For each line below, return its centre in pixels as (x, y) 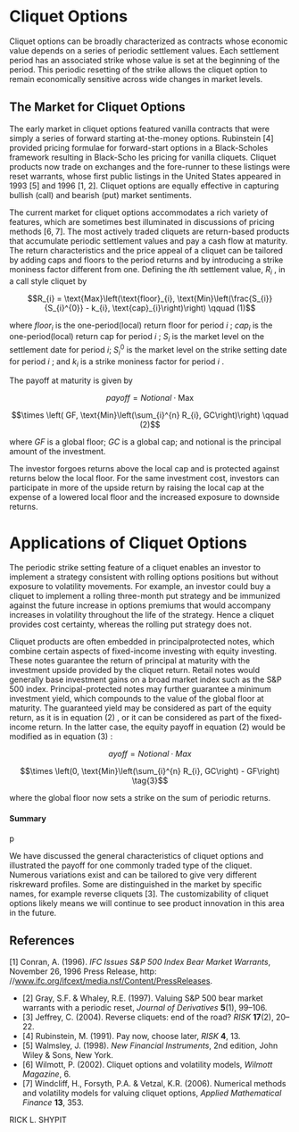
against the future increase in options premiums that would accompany (140, 605)
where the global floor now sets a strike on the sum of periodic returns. (140, 798)
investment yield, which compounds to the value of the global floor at (137, 699)
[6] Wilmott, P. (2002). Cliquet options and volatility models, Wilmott (147, 1065)
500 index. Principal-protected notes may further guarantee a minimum (141, 689)
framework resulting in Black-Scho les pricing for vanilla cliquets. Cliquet (143, 157)
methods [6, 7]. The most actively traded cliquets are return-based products (149, 231)
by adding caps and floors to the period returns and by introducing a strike (146, 260)
